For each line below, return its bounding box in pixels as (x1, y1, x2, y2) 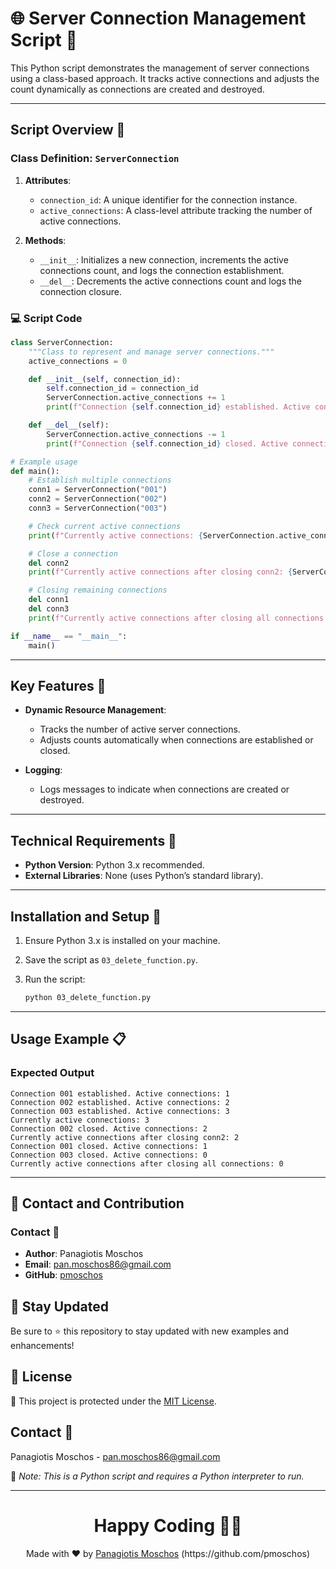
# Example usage (10, 457, 78, 467)
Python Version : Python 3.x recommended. (24, 859, 205, 871)
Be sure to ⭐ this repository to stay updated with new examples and (10, 1325, 289, 1337)
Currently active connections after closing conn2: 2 (10, 1132, 240, 1142)
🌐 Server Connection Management (10, 7, 307, 30)
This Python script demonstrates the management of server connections (10, 62, 310, 74)
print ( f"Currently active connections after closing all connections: (28, 613, 329, 623)
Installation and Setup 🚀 (10, 908, 162, 925)
